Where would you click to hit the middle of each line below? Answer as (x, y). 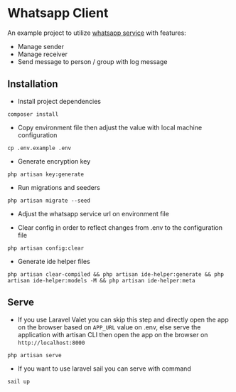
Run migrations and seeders (59, 187)
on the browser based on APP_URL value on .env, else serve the (109, 327)
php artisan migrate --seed (49, 201)
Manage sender (41, 46)
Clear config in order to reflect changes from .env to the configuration (120, 227)
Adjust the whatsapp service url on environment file (93, 213)
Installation (33, 84)
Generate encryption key (54, 161)
